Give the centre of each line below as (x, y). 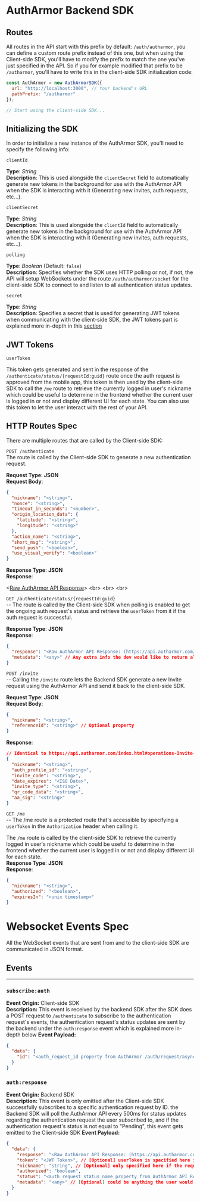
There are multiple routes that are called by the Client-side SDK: (85, 440)
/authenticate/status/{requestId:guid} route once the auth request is (93, 376)
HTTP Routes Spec (42, 426)
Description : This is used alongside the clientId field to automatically (92, 225)
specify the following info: (38, 150)
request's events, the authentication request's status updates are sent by (96, 1022)
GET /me (16, 814)
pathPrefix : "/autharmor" (44, 94)
